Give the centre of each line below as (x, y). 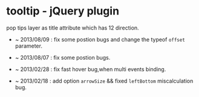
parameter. (28, 46)
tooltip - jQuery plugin (63, 11)
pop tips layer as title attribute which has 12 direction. (73, 28)
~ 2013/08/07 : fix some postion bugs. (63, 57)
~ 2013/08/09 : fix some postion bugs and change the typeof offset (100, 39)
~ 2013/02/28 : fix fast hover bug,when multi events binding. (90, 69)
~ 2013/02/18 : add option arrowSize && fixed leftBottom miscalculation (104, 81)
